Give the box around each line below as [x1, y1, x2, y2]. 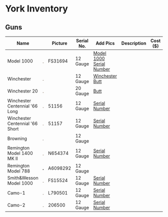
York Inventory [5, 3, 68, 14]
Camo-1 [7, 189, 25, 195]
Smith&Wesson [7, 174, 38, 180]
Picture [51, 40, 67, 46]
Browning [7, 135, 27, 141]
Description [121, 40, 146, 46]
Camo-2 [7, 202, 25, 208]
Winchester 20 [7, 88, 38, 94]
